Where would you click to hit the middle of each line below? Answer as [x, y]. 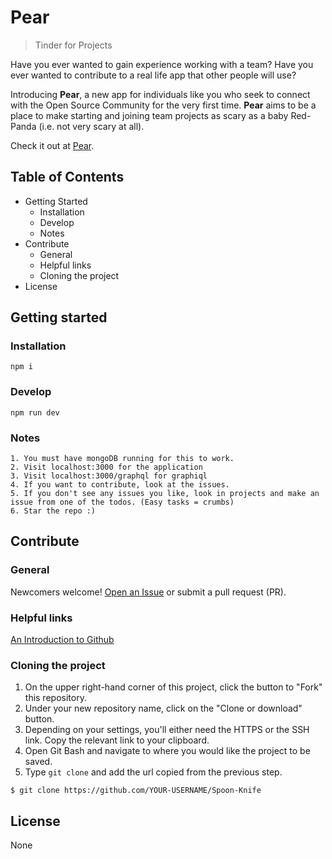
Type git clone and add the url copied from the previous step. [153, 772]
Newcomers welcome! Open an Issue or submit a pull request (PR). [148, 592]
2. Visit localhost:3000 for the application [106, 467]
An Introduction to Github [62, 640]
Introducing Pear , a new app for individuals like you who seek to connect [160, 94]
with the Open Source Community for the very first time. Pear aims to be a [163, 105]
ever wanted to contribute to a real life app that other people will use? [153, 75]
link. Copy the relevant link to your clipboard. [117, 740]
